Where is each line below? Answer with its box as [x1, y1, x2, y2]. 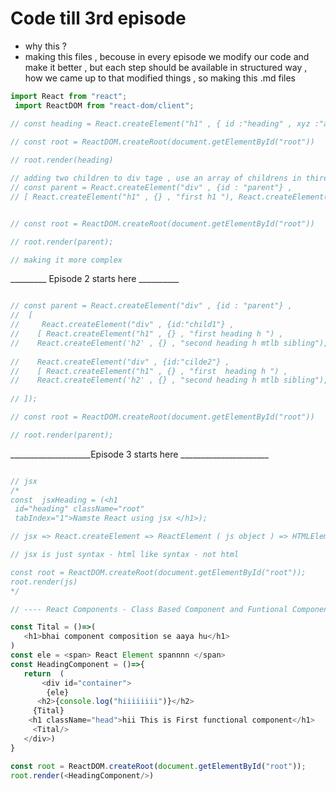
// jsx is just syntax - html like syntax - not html [10, 550, 240, 560]
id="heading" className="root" [14, 504, 145, 514]
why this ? [24, 40, 67, 52]
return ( [23, 668, 65, 679]
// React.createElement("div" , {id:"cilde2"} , [10, 357, 230, 367]
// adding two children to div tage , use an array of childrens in [10, 173, 302, 184]
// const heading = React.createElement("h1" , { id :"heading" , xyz [10, 118, 311, 129]
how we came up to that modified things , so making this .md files [24, 72, 296, 84]
